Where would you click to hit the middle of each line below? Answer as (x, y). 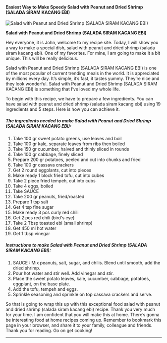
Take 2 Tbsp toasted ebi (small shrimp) (53, 223)
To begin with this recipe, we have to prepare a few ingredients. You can (79, 99)
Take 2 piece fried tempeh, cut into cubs (54, 181)
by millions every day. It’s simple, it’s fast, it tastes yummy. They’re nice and (83, 79)
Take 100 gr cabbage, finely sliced (48, 155)
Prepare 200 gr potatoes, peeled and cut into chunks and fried (77, 160)
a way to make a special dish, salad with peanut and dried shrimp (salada (80, 48)
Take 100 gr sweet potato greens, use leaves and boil (67, 139)
